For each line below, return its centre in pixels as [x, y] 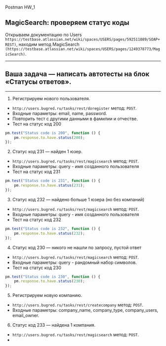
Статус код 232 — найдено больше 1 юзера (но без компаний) [78, 199]
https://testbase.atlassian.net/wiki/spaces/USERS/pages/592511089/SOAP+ [83, 39]
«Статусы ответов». [38, 82]
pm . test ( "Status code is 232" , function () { [53, 229]
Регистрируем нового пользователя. [51, 98]
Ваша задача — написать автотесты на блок [77, 74]
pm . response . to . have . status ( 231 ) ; [49, 185]
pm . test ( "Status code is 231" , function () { [53, 181]
